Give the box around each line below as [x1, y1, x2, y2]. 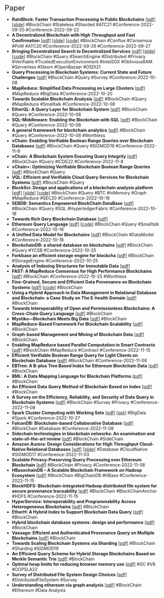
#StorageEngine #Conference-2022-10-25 [11, 258, 98, 263]
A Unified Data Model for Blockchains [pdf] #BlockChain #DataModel [11, 232, 154, 237]
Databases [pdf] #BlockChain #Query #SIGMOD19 [11, 143, 115, 148]
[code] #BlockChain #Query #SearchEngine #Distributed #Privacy [11, 54, 146, 59]
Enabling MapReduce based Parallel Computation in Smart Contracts [11, 342, 156, 347]
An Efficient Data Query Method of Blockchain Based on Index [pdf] [11, 384, 152, 389]
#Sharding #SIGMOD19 [11, 545, 59, 551]
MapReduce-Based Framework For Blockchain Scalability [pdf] [11, 321, 143, 327]
